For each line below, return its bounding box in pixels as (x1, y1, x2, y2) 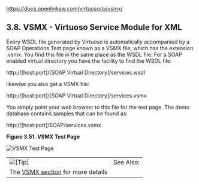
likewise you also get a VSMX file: (6, 80, 90, 87)
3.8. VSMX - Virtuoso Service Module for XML (6, 22, 183, 32)
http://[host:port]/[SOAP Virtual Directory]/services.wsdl (6, 69, 146, 76)
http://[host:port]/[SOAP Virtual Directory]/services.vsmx (6, 92, 147, 99)
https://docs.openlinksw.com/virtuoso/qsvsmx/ (6, 5, 123, 12)
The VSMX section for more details (9, 167, 108, 176)
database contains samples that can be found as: (6, 110, 128, 117)
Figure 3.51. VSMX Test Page (6, 133, 80, 140)
